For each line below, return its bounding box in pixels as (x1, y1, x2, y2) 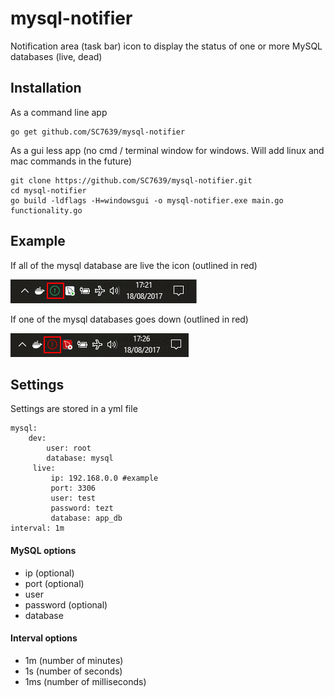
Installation (10, 80, 82, 97)
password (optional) (24, 598, 108, 611)
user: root (46, 443, 92, 454)
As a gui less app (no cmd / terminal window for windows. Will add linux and (10, 144, 325, 156)
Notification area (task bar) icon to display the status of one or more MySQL (10, 40, 323, 52)
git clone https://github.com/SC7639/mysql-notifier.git (10, 175, 253, 186)
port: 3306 (50, 483, 97, 494)
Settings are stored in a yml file (10, 403, 138, 415)
